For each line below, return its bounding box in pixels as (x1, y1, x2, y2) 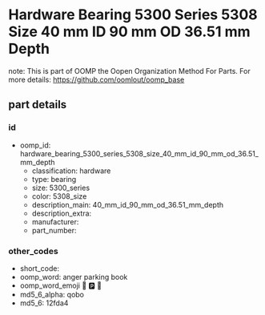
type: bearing (31, 174, 77, 184)
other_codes (8, 245, 58, 256)
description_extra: (31, 208, 92, 218)
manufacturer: (31, 216, 79, 226)
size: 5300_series (31, 183, 90, 192)
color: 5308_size (31, 191, 87, 201)
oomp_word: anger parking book (19, 272, 128, 281)
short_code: (19, 263, 60, 273)
